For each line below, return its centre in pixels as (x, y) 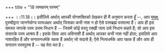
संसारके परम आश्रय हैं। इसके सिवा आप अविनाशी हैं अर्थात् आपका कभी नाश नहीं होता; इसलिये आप (81, 34)
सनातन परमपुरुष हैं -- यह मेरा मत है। (35, 45)
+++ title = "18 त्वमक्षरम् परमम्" (33, 7)
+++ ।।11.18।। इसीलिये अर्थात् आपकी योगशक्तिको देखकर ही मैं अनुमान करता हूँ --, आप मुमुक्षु (82, 17)
